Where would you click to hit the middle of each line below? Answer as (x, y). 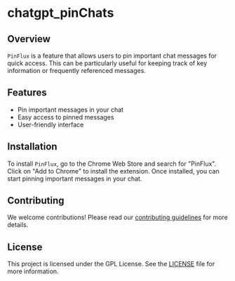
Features (27, 93)
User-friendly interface (51, 124)
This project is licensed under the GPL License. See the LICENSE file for (111, 264)
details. (18, 225)
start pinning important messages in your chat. (75, 178)
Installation (32, 146)
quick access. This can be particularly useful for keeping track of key (107, 63)
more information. (33, 271)
